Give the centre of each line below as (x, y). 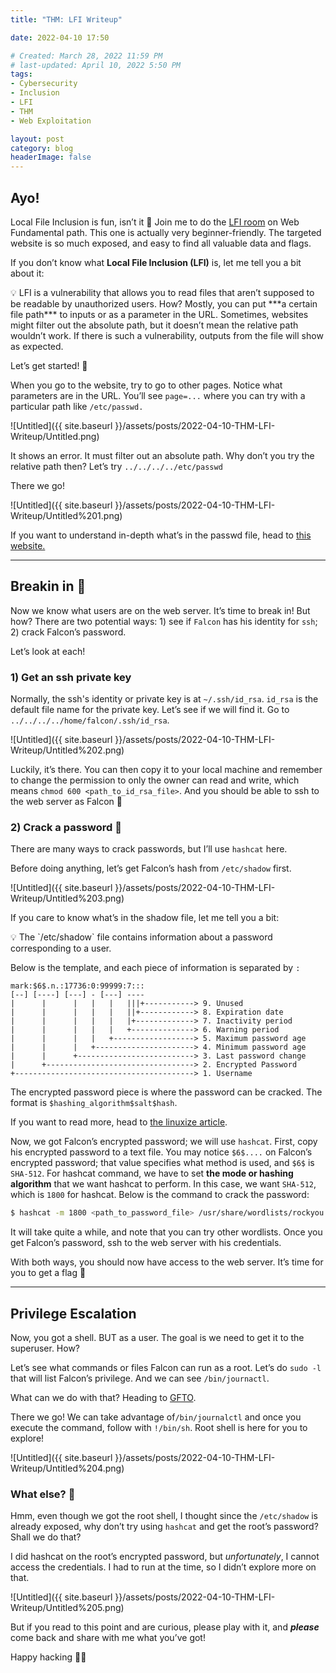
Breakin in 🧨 (48, 586)
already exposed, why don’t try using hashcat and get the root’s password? (164, 1527)
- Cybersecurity (44, 84)
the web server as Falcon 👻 (66, 802)
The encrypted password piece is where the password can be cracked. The (166, 1092)
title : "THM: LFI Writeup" (66, 19)
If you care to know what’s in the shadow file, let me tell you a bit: (145, 918)
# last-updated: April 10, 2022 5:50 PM (96, 65)
